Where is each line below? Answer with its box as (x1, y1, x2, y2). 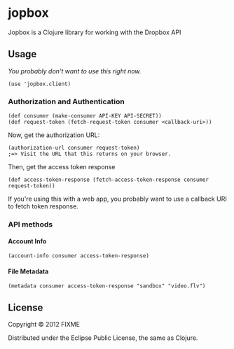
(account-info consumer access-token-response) (8, 252, 150, 259)
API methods (8, 219, 53, 229)
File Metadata (8, 267, 49, 276)
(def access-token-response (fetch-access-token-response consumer (8, 176, 209, 183)
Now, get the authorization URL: (8, 131, 100, 139)
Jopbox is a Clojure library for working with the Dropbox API (8, 28, 181, 36)
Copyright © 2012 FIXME (8, 320, 80, 329)
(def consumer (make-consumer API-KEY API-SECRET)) (8, 113, 162, 120)
